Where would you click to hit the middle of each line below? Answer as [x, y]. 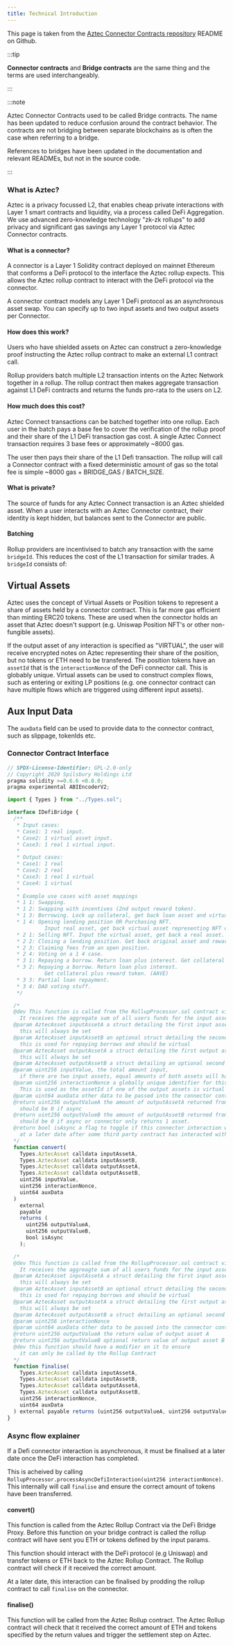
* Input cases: [38, 825]
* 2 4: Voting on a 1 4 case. [60, 954]
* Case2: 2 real [40, 871]
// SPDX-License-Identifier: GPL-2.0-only [69, 767]
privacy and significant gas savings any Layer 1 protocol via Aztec [101, 227]
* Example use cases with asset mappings [77, 896]
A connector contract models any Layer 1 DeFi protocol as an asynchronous [115, 301]
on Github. [22, 41]
